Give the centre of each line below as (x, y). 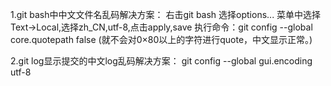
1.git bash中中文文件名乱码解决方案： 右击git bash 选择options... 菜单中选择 (166, 14)
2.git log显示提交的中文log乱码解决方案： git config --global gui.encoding (161, 61)
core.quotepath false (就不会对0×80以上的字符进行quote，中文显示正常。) (161, 39)
